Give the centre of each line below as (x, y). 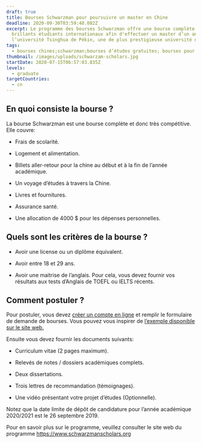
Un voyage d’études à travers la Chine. (63, 183)
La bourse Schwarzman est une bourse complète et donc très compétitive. (99, 124)
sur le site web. (25, 328)
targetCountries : (28, 79)
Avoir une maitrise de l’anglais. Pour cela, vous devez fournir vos (95, 275)
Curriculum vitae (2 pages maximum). (62, 351)
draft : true (21, 12)
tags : (13, 46)
